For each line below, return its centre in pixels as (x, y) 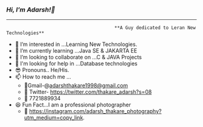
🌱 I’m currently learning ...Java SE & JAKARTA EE (76, 51)
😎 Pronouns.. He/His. (42, 70)
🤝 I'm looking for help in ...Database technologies (76, 63)
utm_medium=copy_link (53, 118)
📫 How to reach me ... (43, 77)
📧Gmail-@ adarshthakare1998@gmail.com (76, 86)
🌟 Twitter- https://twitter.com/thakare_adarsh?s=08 (88, 92)
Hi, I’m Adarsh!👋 (31, 10)
